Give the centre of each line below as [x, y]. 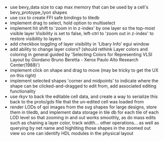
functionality [23, 91]
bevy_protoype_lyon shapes [39, 12]
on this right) [23, 75]
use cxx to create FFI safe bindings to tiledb [55, 18]
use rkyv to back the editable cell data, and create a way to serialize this [84, 96]
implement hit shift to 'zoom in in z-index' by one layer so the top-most [82, 28]
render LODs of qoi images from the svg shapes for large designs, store [83, 107]
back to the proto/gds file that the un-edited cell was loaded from [77, 102]
